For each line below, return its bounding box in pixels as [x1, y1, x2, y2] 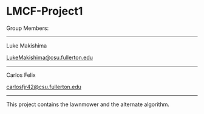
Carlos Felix [6, 71, 36, 79]
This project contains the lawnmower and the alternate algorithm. [6, 101, 170, 108]
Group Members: [6, 24, 49, 32]
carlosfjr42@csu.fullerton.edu [6, 83, 82, 90]
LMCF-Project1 [6, 4, 83, 18]
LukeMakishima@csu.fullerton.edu [6, 54, 93, 61]
